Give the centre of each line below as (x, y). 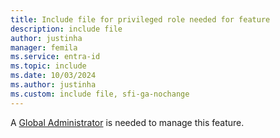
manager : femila (44, 47)
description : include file (66, 29)
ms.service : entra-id (55, 57)
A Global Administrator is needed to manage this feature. (127, 122)
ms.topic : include (48, 66)
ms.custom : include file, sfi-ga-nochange (100, 94)
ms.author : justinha (53, 85)
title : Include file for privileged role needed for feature (140, 19)
